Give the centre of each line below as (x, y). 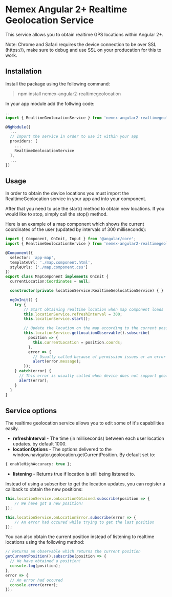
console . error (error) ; (34, 585)
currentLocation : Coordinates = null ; (50, 282)
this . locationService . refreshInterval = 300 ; (73, 314)
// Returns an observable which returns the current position (73, 551)
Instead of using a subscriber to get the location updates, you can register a (85, 484)
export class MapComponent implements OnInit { (57, 277)
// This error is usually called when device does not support (88, 376)
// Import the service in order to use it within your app (74, 137)
